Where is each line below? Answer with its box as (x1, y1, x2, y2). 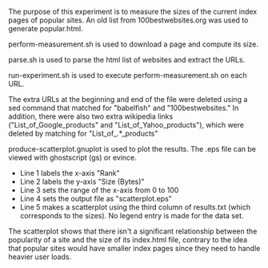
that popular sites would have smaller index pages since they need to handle (8, 244, 261, 253)
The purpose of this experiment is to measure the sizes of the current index (8, 7, 258, 16)
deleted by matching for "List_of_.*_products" (8, 128, 158, 138)
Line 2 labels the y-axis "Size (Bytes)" (19, 177, 146, 186)
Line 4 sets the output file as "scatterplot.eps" (19, 194, 172, 203)
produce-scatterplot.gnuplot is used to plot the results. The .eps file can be (8, 144, 256, 153)
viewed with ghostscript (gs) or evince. (8, 152, 138, 162)
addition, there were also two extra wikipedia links (8, 112, 174, 121)
